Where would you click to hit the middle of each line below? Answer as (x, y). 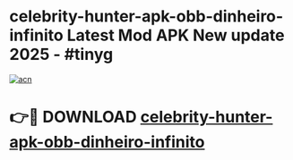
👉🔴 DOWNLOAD (73, 117)
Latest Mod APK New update (176, 35)
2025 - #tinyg (61, 55)
